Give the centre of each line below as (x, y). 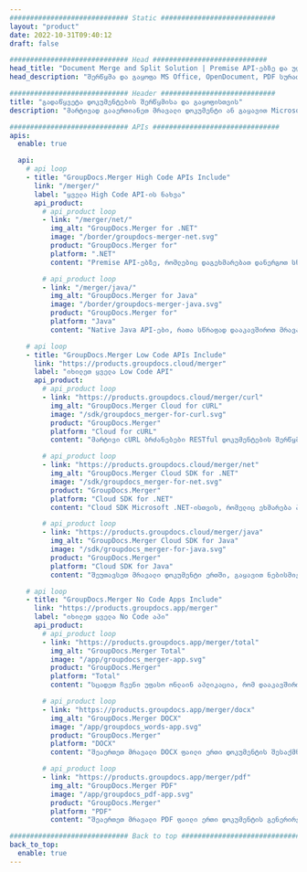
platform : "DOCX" (83, 744)
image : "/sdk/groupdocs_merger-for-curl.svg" (138, 414)
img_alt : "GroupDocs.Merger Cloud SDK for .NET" (144, 473)
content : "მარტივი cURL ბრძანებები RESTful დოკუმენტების (161, 440)
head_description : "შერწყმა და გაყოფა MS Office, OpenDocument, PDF (143, 77)
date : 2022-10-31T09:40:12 (61, 35)
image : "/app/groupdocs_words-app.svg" (126, 727)
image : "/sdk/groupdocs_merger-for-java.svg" (138, 549)
